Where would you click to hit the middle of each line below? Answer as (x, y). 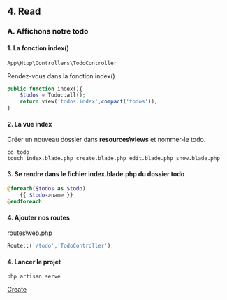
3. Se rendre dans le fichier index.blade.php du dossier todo (96, 173)
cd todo (19, 152)
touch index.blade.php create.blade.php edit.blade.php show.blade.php (113, 159)
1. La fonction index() (38, 48)
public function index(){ (45, 89)
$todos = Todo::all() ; (53, 95)
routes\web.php (30, 233)
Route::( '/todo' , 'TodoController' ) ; (60, 246)
